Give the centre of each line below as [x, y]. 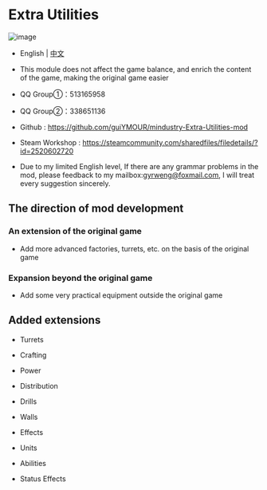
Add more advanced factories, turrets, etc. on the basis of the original [134, 248]
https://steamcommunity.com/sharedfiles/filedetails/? [170, 142]
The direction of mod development [96, 209]
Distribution [39, 385]
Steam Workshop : [50, 142]
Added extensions [55, 320]
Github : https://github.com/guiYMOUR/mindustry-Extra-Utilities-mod [134, 127]
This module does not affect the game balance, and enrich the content [135, 69]
